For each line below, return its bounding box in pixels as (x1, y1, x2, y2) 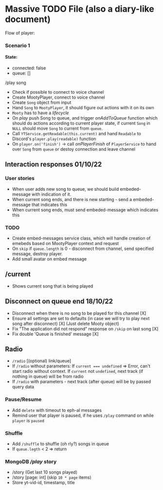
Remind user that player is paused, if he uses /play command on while (12, 412, 154, 418)
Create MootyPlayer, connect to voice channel (12, 94, 106, 101)
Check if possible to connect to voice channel (12, 89, 104, 95)
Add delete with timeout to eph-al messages (12, 407, 102, 413)
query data (12, 384, 35, 390)
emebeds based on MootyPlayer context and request (12, 241, 119, 246)
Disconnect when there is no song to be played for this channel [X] (12, 310, 146, 316)
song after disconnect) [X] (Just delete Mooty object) (12, 321, 119, 327)
